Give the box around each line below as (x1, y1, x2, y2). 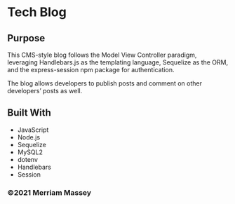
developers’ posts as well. (7, 87, 83, 95)
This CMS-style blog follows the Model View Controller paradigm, (7, 50, 197, 59)
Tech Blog (7, 4, 67, 20)
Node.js (17, 132, 41, 141)
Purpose (7, 32, 46, 44)
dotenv (17, 155, 39, 163)
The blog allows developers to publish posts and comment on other (7, 79, 202, 88)
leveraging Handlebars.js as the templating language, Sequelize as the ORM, (7, 58, 229, 67)
